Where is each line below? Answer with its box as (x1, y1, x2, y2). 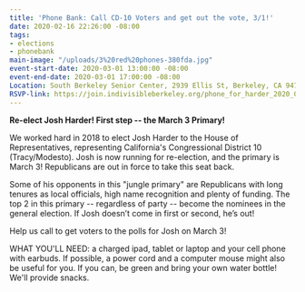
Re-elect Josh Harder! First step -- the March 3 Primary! (9, 115, 225, 126)
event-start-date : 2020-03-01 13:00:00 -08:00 (9, 65, 189, 74)
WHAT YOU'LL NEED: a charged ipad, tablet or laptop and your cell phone (9, 243, 286, 254)
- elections (9, 38, 54, 48)
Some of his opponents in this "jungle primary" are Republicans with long (9, 178, 283, 189)
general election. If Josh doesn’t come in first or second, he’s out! (9, 207, 255, 218)
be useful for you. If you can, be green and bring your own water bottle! (9, 262, 277, 273)
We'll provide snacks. (9, 272, 90, 283)
